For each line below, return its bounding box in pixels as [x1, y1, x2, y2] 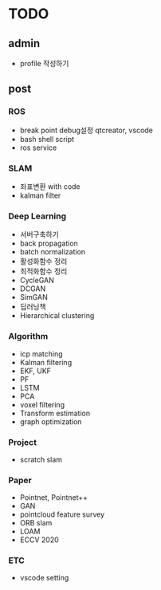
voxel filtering [19, 399, 65, 409]
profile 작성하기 [19, 59, 69, 68]
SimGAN [19, 293, 48, 302]
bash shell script [19, 134, 74, 144]
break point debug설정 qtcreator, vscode [19, 125, 154, 135]
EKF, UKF [19, 366, 52, 376]
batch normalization [19, 247, 86, 257]
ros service [19, 143, 57, 152]
